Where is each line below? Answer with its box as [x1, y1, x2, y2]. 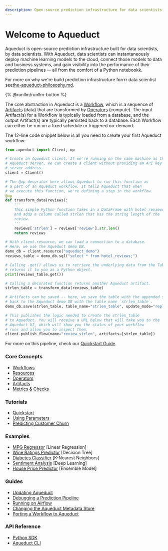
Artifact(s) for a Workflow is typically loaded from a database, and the [5, 112, 149, 118]
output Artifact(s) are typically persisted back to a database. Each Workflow [5, 117, 161, 123]
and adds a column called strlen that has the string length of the [14, 212, 160, 217]
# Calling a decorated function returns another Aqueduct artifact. [5, 281, 151, 286]
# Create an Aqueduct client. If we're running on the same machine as [5, 156, 157, 161]
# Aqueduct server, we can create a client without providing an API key [5, 161, 162, 166]
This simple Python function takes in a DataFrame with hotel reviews [14, 207, 164, 212]
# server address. [5, 166, 43, 171]
